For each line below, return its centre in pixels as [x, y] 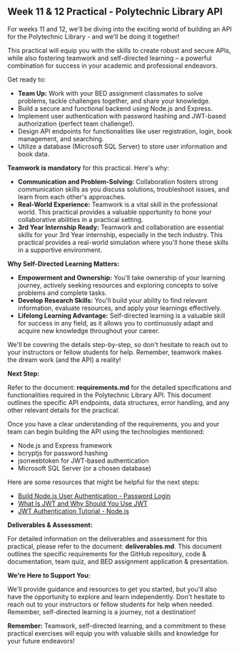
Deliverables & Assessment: [50, 525]
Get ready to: [27, 79]
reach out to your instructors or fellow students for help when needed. [111, 604]
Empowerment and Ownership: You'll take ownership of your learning [122, 277]
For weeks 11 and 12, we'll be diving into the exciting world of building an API [119, 29]
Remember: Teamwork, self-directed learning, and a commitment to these [117, 626]
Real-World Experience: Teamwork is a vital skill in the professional [117, 204]
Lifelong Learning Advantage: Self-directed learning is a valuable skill [121, 315]
